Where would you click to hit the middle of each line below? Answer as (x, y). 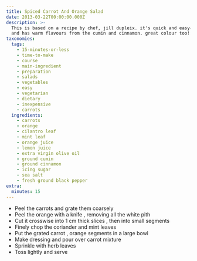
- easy (25, 88)
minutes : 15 (26, 191)
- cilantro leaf (37, 132)
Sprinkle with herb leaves (45, 245)
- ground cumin (35, 159)
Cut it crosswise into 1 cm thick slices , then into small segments (92, 221)
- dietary (29, 99)
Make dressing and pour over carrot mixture (68, 239)
